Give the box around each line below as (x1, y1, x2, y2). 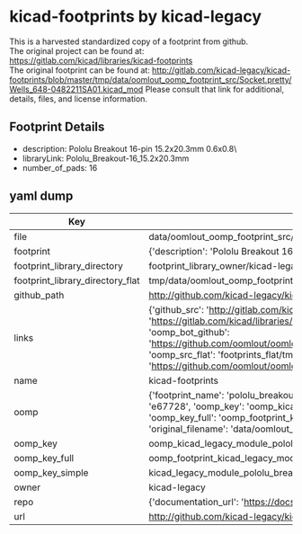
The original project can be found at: (9, 45, 145, 56)
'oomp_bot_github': (147, 325, 230, 338)
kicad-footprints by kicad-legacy (9, 6, 262, 27)
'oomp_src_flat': (147, 348, 216, 360)
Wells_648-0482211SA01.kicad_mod (9, 84, 144, 94)
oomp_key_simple (13, 466, 89, 478)
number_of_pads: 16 (22, 162, 98, 173)
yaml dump (9, 189, 74, 204)
